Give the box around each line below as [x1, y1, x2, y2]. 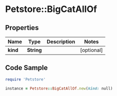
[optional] [79, 46, 103, 53]
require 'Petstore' [5, 76, 46, 82]
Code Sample [5, 63, 48, 72]
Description [46, 38, 75, 45]
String [26, 46, 42, 53]
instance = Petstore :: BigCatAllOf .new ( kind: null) [5, 86, 113, 91]
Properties [5, 23, 39, 32]
